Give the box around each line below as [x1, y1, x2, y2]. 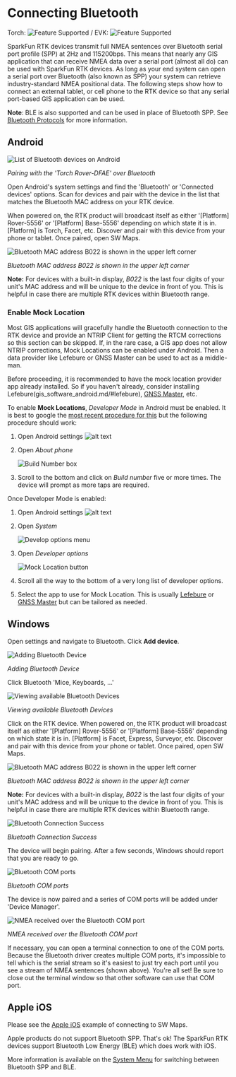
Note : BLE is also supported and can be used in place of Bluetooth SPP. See [7, 108, 229, 117]
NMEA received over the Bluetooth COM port [7, 929, 138, 938]
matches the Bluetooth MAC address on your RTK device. [7, 197, 175, 206]
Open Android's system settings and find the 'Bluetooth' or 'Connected [7, 182, 213, 191]
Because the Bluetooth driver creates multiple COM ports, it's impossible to [7, 951, 226, 959]
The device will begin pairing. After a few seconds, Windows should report [7, 846, 224, 854]
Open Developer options [17, 549, 89, 558]
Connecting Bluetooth [7, 5, 139, 21]
